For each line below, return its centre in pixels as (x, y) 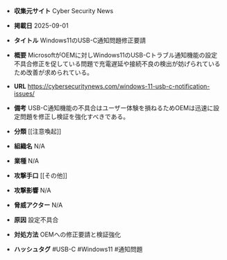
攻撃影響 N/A (32, 190)
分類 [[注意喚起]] (37, 131)
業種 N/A (26, 161)
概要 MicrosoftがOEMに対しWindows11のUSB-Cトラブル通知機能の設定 (115, 55)
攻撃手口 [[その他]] (41, 175)
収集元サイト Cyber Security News (64, 11)
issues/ (24, 94)
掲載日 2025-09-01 (41, 26)
